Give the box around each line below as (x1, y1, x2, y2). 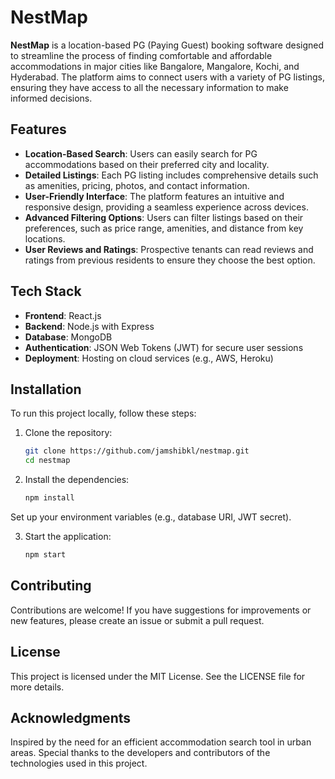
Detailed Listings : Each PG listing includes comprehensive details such (24, 169, 319, 181)
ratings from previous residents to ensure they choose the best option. (24, 254, 316, 266)
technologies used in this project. (10, 757, 148, 770)
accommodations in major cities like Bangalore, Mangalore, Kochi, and (10, 60, 300, 72)
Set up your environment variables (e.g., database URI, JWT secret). (10, 511, 292, 523)
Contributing (10, 577, 92, 595)
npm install (24, 493, 75, 503)
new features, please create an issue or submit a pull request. (10, 614, 265, 626)
